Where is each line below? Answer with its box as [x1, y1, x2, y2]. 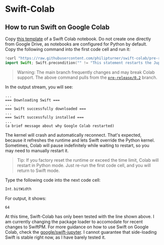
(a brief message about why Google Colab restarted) [5, 123, 115, 128]
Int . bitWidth [5, 186, 32, 192]
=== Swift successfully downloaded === [5, 106, 86, 111]
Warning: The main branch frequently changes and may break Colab [17, 69, 155, 75]
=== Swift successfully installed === [5, 115, 84, 120]
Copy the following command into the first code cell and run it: [5, 47, 131, 52]
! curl [5, 56, 16, 61]
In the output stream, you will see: [5, 84, 73, 90]
